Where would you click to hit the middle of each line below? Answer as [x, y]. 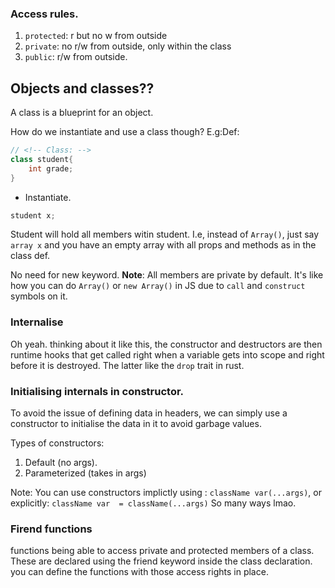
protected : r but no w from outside [96, 36]
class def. [30, 256]
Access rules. [44, 14]
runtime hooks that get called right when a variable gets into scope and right [167, 354]
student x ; [33, 215]
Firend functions [51, 529]
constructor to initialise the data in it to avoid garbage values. [136, 424]
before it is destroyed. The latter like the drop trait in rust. [127, 365]
